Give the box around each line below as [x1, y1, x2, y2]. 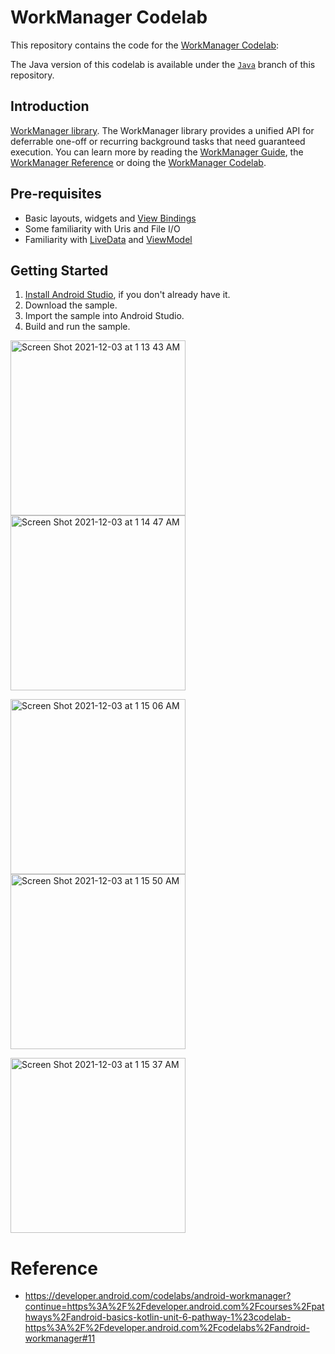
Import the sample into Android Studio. [24, 310, 185, 322]
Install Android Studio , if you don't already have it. [24, 289, 231, 301]
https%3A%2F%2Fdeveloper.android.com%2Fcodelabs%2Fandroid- [24, 1322, 310, 1334]
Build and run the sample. [24, 321, 131, 333]
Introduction [10, 98, 90, 115]
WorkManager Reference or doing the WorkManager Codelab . [10, 156, 267, 168]
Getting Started [10, 262, 109, 279]
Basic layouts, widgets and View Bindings [24, 212, 197, 224]
